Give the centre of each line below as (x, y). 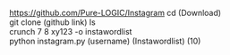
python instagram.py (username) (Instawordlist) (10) (105, 41)
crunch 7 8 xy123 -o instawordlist (71, 31)
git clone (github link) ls (52, 22)
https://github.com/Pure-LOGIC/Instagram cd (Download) (115, 13)
